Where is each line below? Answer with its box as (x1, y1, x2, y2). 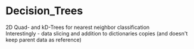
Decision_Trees (5, 4, 83, 18)
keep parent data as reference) (5, 36, 82, 43)
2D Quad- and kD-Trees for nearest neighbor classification (5, 24, 150, 31)
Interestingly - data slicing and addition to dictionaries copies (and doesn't (5, 30, 188, 37)
